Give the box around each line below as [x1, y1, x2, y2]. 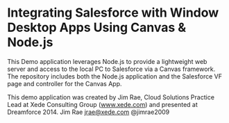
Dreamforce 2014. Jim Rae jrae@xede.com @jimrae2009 [7, 108, 170, 116]
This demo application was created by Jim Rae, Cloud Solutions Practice [7, 92, 215, 101]
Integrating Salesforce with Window [7, 5, 219, 21]
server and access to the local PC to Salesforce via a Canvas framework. [7, 65, 216, 73]
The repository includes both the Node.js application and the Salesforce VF [7, 72, 223, 81]
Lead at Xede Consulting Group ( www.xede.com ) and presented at [7, 100, 198, 108]
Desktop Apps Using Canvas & [7, 19, 187, 35]
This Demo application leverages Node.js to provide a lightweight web [7, 57, 207, 65]
